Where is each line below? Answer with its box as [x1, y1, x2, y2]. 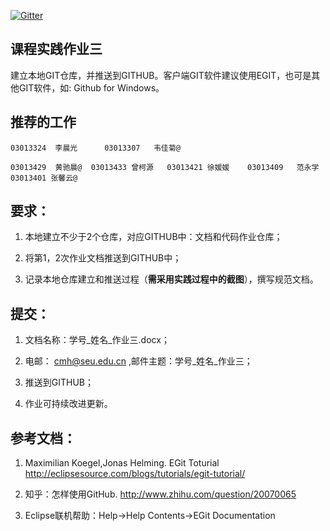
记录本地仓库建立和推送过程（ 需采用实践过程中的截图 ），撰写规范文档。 [24, 273, 319, 285]
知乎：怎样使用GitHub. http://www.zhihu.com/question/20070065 [24, 488, 297, 500]
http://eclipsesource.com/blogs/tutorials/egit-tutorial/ [24, 468, 246, 480]
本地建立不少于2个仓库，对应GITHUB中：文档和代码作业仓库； [24, 231, 283, 243]
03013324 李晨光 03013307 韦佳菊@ [10, 143, 181, 153]
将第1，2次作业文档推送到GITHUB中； [24, 252, 182, 264]
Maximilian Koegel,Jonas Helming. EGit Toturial [24, 457, 220, 469]
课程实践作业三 [10, 41, 103, 58]
